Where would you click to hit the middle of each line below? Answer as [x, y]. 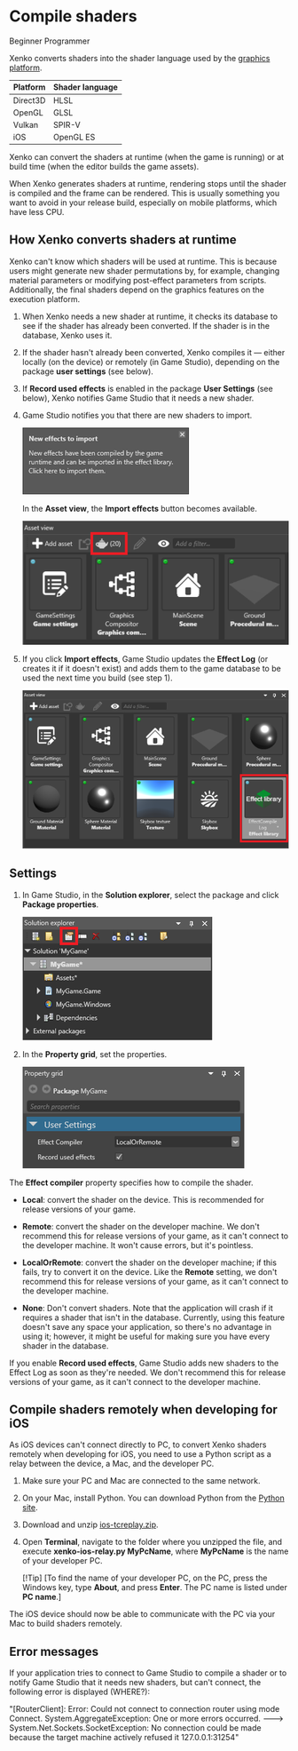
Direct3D [29, 100]
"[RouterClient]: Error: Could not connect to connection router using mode [145, 1709]
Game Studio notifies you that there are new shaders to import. [137, 415]
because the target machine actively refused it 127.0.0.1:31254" [124, 1738]
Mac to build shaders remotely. [66, 1624]
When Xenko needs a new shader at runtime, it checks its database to [149, 316]
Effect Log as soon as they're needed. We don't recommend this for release [148, 1372]
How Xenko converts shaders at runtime [123, 240]
